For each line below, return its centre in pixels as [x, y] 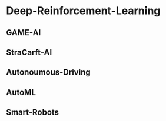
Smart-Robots [33, 112]
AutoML [21, 92]
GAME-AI [24, 33]
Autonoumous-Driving [48, 73]
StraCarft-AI [29, 52]
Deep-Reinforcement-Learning [83, 11]
